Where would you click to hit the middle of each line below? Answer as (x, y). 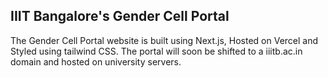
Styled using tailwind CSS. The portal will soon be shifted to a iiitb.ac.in (156, 51)
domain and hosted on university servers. (96, 61)
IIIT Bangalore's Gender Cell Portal (120, 16)
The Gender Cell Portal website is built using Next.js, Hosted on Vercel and (164, 40)
